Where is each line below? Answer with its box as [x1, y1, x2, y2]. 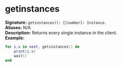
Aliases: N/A [5, 24, 31, 30]
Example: [5, 35, 25, 41]
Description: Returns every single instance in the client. [5, 30, 118, 35]
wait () [14, 53, 27, 58]
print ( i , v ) [14, 49, 36, 54]
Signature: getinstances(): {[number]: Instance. [5, 19, 107, 25]
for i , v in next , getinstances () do [5, 44, 80, 49]
